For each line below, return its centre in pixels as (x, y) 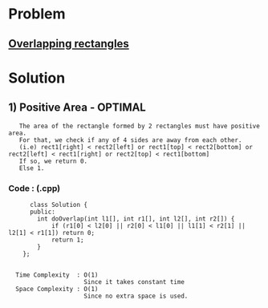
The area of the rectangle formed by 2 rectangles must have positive (140, 126)
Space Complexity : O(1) (57, 289)
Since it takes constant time (134, 282)
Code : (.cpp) (35, 188)
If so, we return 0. (53, 161)
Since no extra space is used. (136, 296)
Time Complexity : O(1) (57, 275)
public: (43, 212)
